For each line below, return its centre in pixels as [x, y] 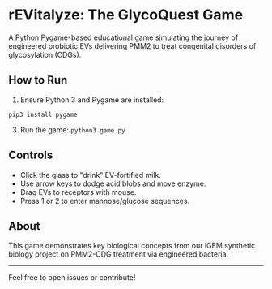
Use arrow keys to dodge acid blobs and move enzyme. [113, 183]
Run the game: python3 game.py [72, 129]
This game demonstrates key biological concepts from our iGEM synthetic [132, 246]
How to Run [38, 80]
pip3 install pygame [43, 114]
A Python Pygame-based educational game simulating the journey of [123, 37]
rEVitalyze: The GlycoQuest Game [126, 15]
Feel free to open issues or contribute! [72, 278]
